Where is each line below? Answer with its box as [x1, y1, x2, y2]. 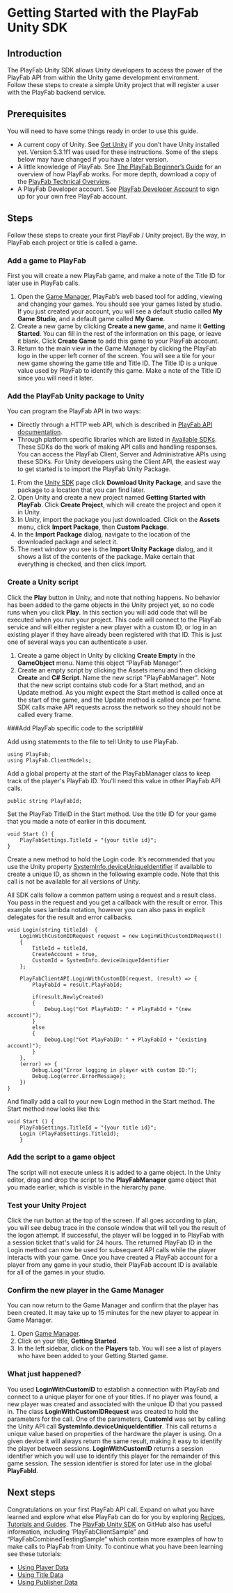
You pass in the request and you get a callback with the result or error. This [7, 898, 223, 907]
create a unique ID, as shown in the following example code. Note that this [7, 870, 220, 878]
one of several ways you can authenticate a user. [7, 638, 148, 646]
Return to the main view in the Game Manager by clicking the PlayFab [17, 344, 217, 353]
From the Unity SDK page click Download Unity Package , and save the [17, 479, 221, 487]
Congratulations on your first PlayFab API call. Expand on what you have [7, 1505, 214, 1514]
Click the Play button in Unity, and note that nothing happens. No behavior [7, 593, 220, 601]
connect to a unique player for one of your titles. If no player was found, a [7, 1392, 218, 1401]
